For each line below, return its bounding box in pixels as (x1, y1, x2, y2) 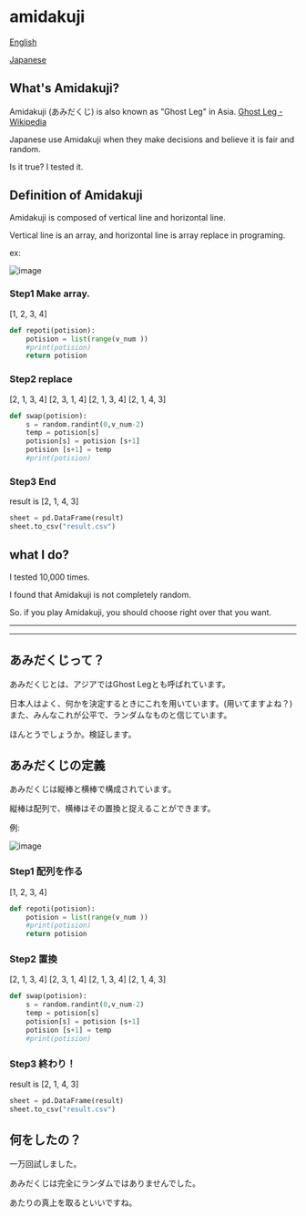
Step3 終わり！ (9, 1057, 76, 1070)
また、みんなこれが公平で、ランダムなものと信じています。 (9, 709, 232, 720)
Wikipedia (9, 116, 47, 127)
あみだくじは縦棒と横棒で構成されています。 (9, 784, 177, 795)
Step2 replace (9, 373, 73, 386)
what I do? (9, 547, 70, 562)
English (9, 36, 37, 47)
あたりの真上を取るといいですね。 (9, 1197, 138, 1208)
